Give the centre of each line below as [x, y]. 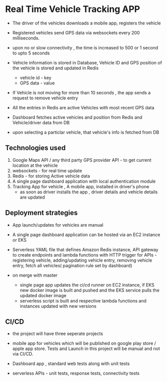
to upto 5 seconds [31, 53]
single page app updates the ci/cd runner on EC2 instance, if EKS [87, 285]
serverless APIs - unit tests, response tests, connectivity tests [76, 374]
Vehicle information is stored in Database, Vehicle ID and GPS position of [87, 62]
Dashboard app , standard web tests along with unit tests [71, 364]
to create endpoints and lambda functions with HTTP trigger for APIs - [84, 255]
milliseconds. [26, 38]
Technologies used [35, 148]
